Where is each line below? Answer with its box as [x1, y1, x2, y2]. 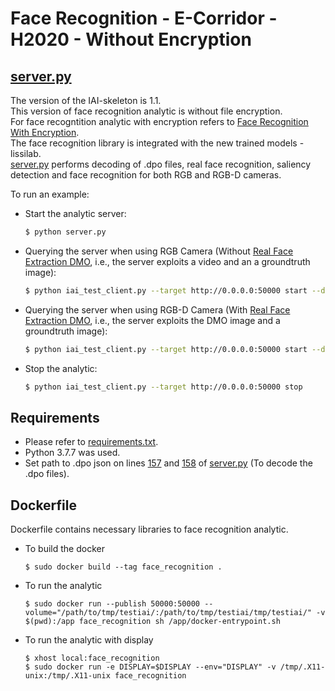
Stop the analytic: [24, 362, 98, 374]
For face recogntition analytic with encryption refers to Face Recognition [10, 116, 309, 127]
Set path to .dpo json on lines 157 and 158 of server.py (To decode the [24, 457, 313, 469]
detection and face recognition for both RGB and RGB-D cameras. [10, 169, 282, 181]
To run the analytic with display [24, 634, 154, 646]
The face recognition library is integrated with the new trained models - [10, 137, 305, 149]
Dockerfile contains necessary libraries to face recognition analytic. [10, 523, 289, 536]
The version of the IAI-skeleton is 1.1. [10, 95, 162, 106]
